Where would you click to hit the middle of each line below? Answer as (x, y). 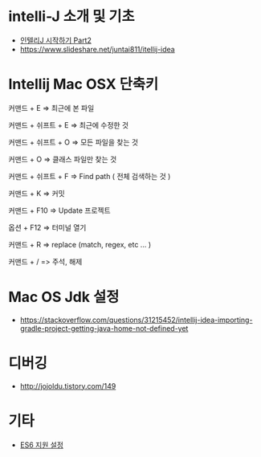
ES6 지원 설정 (42, 445)
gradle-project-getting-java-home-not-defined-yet (104, 328)
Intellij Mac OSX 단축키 (84, 84)
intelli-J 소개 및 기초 (71, 16)
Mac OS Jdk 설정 (64, 297)
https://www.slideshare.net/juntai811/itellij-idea (97, 49)
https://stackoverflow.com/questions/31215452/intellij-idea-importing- (136, 320)
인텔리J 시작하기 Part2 (56, 40)
